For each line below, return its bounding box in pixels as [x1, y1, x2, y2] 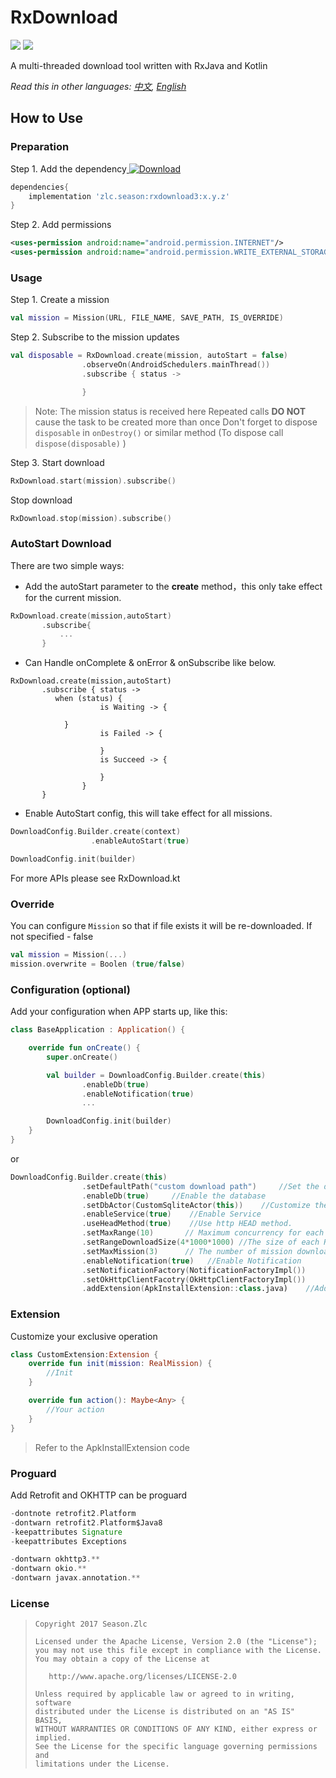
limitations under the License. [34, 1759, 170, 1770]
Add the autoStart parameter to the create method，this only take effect [24, 580, 323, 592]
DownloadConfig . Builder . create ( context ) [10, 827, 182, 837]
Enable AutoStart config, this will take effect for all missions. [24, 807, 273, 820]
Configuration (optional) [10, 982, 131, 996]
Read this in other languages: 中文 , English [10, 80, 187, 92]
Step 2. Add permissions [10, 219, 112, 231]
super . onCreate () [46, 1052, 118, 1062]
